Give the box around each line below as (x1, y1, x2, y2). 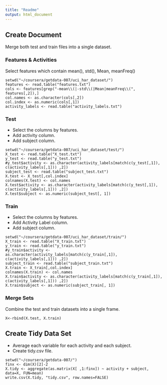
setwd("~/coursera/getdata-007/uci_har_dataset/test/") (5, 147, 124, 152)
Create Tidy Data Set (5, 329, 72, 338)
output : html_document (5, 12, 53, 17)
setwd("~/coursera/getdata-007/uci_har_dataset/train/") (5, 234, 127, 240)
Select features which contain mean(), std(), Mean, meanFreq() (5, 68, 135, 74)
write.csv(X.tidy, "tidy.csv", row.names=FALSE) (5, 375, 109, 380)
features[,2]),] (5, 91, 39, 96)
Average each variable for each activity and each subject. (12, 342, 132, 349)
